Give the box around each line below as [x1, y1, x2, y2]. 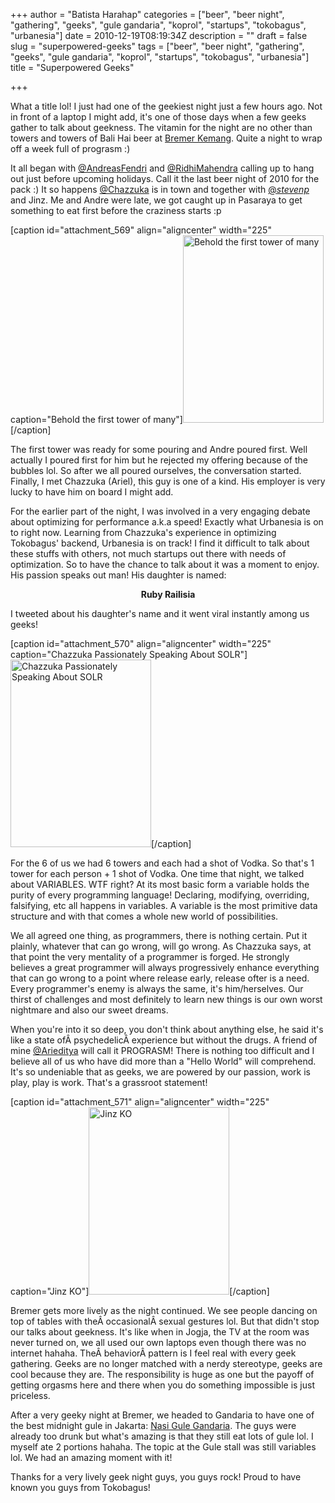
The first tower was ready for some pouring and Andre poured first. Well [10, 444, 308, 455]
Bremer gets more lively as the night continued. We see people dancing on [10, 1305, 318, 1316]
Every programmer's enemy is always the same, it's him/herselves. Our [10, 983, 304, 994]
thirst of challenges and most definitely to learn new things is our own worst [10, 994, 323, 1005]
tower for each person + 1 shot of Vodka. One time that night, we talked [10, 868, 305, 879]
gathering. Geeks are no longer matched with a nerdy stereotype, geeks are [10, 1358, 323, 1369]
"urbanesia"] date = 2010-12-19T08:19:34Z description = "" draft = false [10, 30, 308, 41]
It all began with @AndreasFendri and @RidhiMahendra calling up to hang [10, 162, 315, 174]
